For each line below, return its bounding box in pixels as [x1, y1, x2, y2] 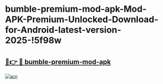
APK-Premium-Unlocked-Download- [5, 14, 159, 25]
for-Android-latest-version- [5, 25, 122, 35]
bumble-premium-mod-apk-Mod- [5, 3, 147, 15]
